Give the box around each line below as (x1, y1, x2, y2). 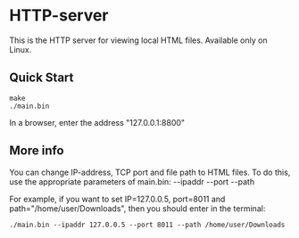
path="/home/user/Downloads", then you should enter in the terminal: (9, 202, 266, 214)
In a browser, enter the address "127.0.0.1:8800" (9, 117, 186, 127)
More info (9, 144, 64, 159)
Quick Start (9, 70, 74, 86)
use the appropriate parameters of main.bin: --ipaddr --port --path (9, 176, 255, 187)
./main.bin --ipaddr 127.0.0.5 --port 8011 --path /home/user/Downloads (9, 220, 286, 229)
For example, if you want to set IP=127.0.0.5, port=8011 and (9, 193, 226, 204)
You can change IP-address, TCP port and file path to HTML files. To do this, (9, 167, 291, 177)
